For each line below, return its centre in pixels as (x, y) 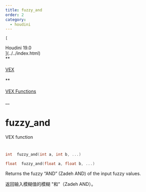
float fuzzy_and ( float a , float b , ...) (50, 164)
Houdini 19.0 (18, 48)
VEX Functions (21, 91)
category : (16, 19)
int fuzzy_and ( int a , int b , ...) (43, 155)
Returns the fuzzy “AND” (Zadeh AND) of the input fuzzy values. (73, 174)
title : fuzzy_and (24, 10)
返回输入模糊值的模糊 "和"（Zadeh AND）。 (50, 184)
